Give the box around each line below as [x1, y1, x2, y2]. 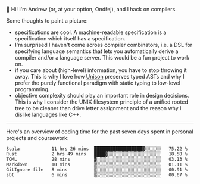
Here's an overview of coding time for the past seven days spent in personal [6, 128, 193, 135]
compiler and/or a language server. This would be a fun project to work [14, 54, 189, 61]
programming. [14, 86, 50, 92]
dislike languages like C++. [14, 111, 82, 118]
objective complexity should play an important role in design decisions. [14, 92, 189, 99]
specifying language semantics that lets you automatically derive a [14, 48, 179, 55]
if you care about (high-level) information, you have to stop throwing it [14, 67, 187, 74]
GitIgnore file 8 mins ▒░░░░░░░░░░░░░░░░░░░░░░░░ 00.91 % [6, 167, 187, 173]
